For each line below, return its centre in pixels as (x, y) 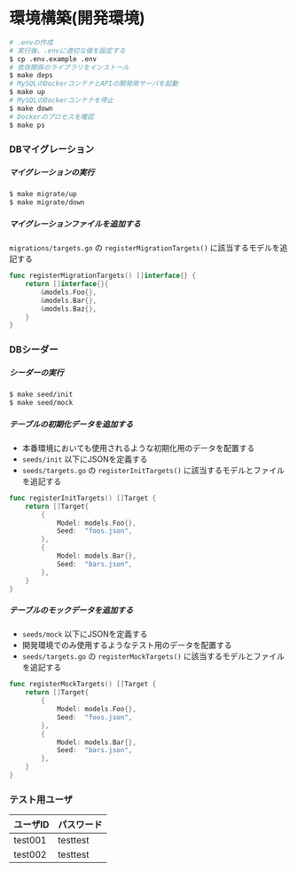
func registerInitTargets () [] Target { (83, 498)
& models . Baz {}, (69, 309)
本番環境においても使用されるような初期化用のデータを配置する (138, 448)
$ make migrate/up (43, 194)
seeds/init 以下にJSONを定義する (85, 459)
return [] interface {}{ (67, 284)
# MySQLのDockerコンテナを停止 (62, 100)
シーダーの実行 (36, 372)
